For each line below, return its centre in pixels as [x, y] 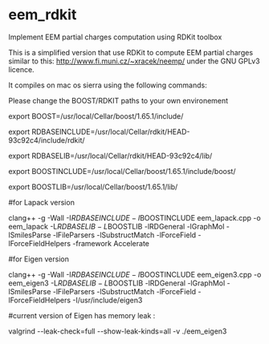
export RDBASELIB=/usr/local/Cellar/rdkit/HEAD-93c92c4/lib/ [110, 156]
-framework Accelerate [111, 243]
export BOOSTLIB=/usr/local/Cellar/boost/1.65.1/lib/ [93, 187]
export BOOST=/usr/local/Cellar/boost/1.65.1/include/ [96, 116]
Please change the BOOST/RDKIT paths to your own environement [118, 100]
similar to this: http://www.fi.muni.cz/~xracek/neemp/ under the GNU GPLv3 [134, 61]
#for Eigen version [39, 259]
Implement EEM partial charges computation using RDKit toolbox [115, 37]
